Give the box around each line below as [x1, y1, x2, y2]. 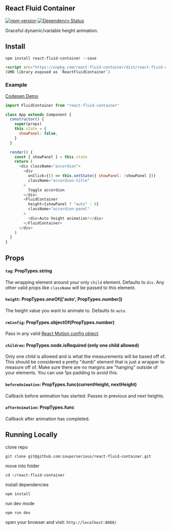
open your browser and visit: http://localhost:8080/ [5, 519, 117, 525]
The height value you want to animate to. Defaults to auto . [5, 308, 127, 314]
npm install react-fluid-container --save [5, 55, 97, 61]
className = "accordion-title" [27, 178, 90, 183]
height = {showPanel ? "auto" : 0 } [27, 202, 99, 207]
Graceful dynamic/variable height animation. [5, 27, 98, 34]
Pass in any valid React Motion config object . [5, 330, 100, 337]
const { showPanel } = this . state [14, 154, 88, 159]
